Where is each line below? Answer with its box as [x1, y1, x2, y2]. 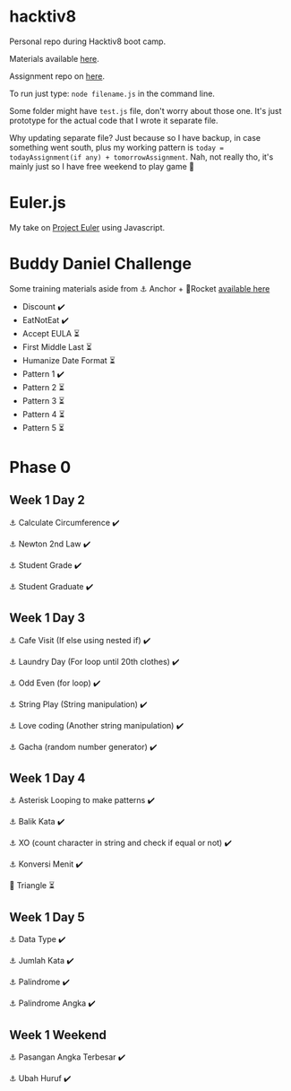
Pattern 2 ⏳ [21, 381, 65, 392]
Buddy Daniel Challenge [9, 254, 193, 275]
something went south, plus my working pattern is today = [9, 142, 224, 153]
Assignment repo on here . [9, 70, 106, 82]
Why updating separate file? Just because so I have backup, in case [9, 132, 261, 143]
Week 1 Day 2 [9, 493, 85, 508]
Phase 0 [9, 458, 72, 477]
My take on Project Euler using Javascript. [9, 222, 166, 232]
